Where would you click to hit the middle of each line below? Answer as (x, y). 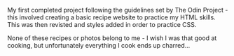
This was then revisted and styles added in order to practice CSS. (102, 25)
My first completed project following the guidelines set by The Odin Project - (118, 10)
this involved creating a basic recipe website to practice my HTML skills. (111, 17)
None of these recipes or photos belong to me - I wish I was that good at (112, 38)
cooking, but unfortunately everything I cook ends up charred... (99, 45)
